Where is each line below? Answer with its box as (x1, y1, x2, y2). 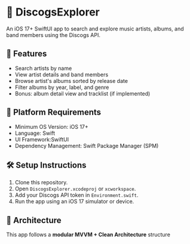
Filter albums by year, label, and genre (14, 84, 109, 91)
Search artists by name (14, 64, 72, 72)
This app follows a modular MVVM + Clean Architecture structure (6, 231, 170, 238)
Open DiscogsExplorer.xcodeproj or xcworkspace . (14, 185, 136, 193)
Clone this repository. (14, 179, 68, 186)
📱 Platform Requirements (6, 107, 102, 118)
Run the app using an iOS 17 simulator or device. (14, 198, 134, 205)
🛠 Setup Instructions (6, 160, 87, 170)
